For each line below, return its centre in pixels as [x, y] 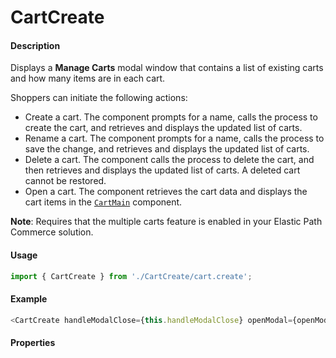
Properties [33, 343]
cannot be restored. [65, 181]
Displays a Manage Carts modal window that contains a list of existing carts [167, 68]
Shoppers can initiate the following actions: [99, 98]
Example [29, 299]
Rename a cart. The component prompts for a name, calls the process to [174, 138]
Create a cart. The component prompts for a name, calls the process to [171, 117]
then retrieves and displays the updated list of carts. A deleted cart [162, 170]
